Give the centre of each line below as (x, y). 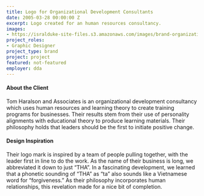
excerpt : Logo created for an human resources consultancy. (84, 23)
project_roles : (25, 40)
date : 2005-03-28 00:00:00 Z (43, 18)
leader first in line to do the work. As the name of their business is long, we (100, 161)
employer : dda (24, 68)
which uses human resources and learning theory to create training (90, 107)
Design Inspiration (30, 141)
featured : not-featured (36, 63)
